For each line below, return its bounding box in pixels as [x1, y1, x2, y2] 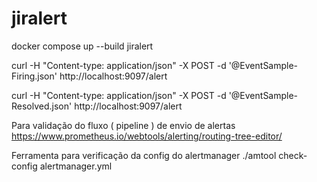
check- [278, 149, 308, 161]
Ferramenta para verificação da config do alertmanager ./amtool [11, 149, 277, 161]
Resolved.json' [11, 100, 73, 112]
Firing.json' [11, 70, 58, 82]
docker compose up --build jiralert [11, 40, 154, 52]
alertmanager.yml [39, 160, 113, 172]
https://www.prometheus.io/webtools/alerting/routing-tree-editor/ [11, 130, 283, 142]
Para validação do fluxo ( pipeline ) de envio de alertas [11, 119, 236, 131]
